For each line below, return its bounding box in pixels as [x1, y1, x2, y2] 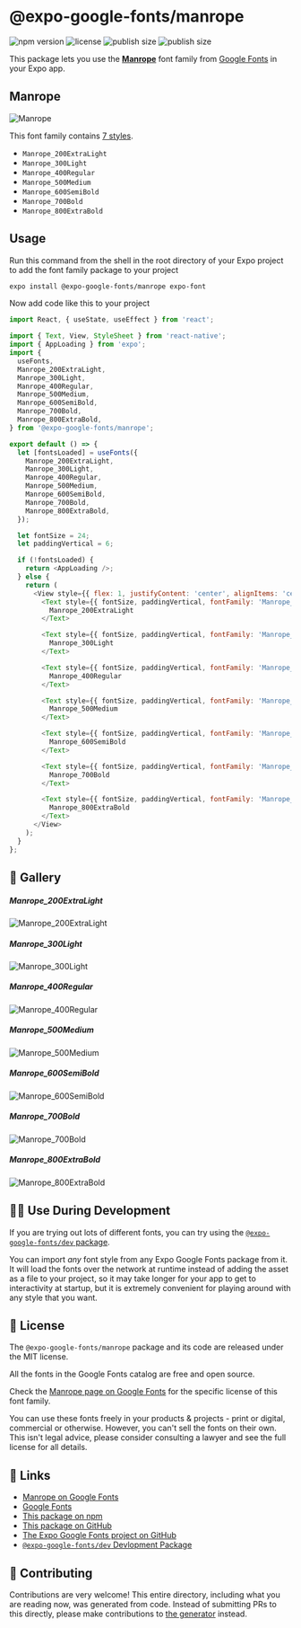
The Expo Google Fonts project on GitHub [21, 1530, 176, 1541]
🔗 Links [9, 1467, 51, 1483]
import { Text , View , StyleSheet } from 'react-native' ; [9, 332, 227, 341]
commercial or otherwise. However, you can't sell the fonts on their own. [9, 1422, 277, 1434]
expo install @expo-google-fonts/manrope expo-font [9, 281, 206, 291]
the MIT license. [9, 1351, 69, 1362]
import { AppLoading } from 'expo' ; [9, 340, 146, 349]
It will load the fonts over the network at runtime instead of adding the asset [9, 1263, 289, 1274]
